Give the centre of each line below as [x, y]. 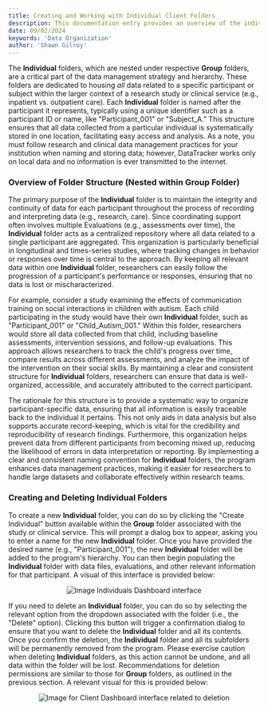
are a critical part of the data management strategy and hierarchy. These [128, 77]
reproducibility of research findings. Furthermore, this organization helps [128, 435]
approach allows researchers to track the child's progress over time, [120, 351]
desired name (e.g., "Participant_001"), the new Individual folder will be [126, 549]
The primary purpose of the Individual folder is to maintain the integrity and [133, 200]
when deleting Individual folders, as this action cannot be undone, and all [129, 656]
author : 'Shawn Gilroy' [48, 46]
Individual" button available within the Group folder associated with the [125, 524]
